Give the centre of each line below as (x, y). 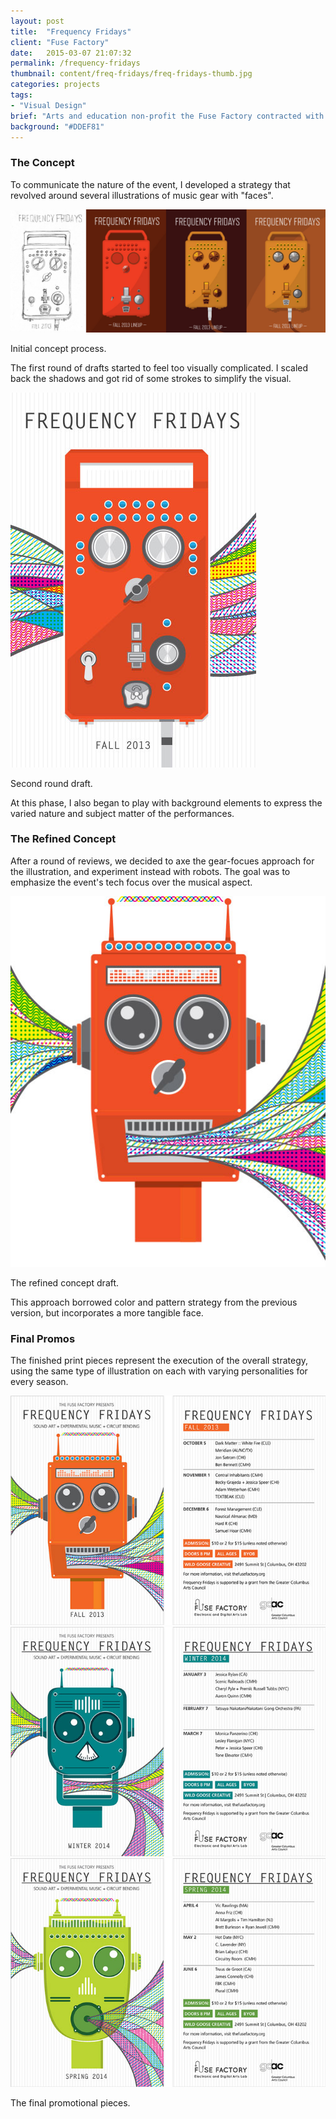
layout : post (37, 21)
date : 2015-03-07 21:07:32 (71, 53)
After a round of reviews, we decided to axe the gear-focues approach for (162, 861)
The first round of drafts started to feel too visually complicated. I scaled (159, 367)
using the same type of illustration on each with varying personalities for (159, 1371)
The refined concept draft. (65, 1282)
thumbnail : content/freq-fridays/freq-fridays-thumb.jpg (131, 74)
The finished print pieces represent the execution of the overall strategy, (159, 1361)
